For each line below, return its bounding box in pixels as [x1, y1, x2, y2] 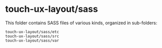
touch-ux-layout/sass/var [5, 38, 59, 43]
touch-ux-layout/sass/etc [5, 29, 59, 34]
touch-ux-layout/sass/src [5, 34, 59, 39]
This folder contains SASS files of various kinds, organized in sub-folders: [5, 20, 157, 26]
